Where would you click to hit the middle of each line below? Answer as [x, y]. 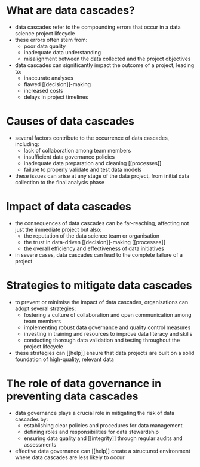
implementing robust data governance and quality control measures [107, 327]
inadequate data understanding [62, 52]
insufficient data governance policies [69, 157]
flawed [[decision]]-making [57, 84]
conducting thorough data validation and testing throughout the [102, 340]
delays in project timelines [56, 97]
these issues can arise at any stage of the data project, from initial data [102, 176]
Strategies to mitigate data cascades [99, 286]
